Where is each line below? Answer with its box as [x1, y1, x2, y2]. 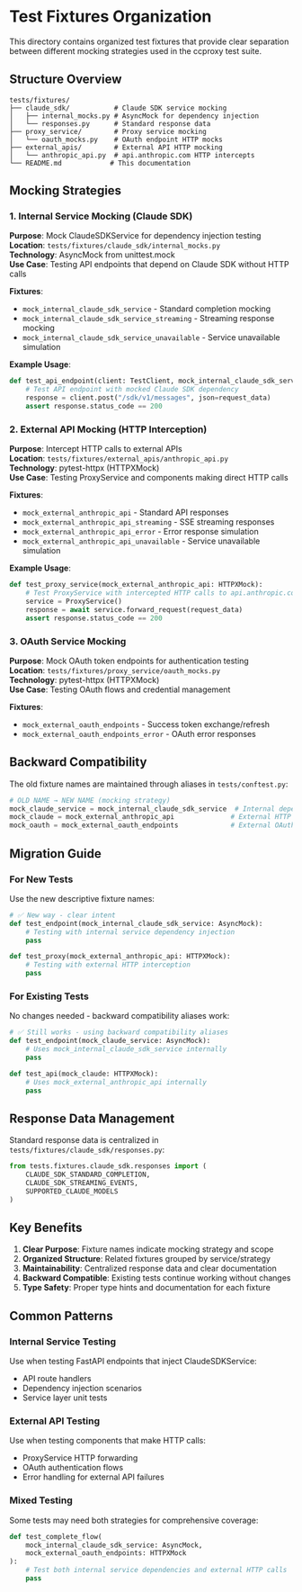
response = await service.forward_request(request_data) [25, 605, 244, 614]
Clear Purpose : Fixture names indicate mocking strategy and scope [22, 1244, 274, 1255]
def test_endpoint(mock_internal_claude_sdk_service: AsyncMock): [9, 919, 263, 928]
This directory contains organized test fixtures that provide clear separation [9, 36, 289, 47]
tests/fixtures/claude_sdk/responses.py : [9, 1145, 165, 1156]
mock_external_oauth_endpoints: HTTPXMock [25, 1549, 187, 1558]
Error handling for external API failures [22, 1471, 164, 1482]
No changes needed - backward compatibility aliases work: [9, 1011, 230, 1021]
